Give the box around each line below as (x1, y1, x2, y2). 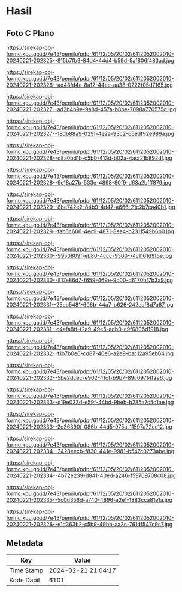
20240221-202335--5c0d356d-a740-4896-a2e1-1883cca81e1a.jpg (6, 496, 172, 503)
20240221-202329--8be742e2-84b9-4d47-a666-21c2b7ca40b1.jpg (6, 203, 175, 210)
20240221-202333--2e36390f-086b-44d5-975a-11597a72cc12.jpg (6, 423, 172, 430)
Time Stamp (9, 566, 44, 575)
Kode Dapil (9, 576, 40, 584)
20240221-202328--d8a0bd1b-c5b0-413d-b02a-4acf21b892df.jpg (6, 154, 172, 162)
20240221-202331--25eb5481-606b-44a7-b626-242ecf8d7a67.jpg (6, 301, 174, 308)
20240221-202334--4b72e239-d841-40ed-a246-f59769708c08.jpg (6, 472, 177, 479)
